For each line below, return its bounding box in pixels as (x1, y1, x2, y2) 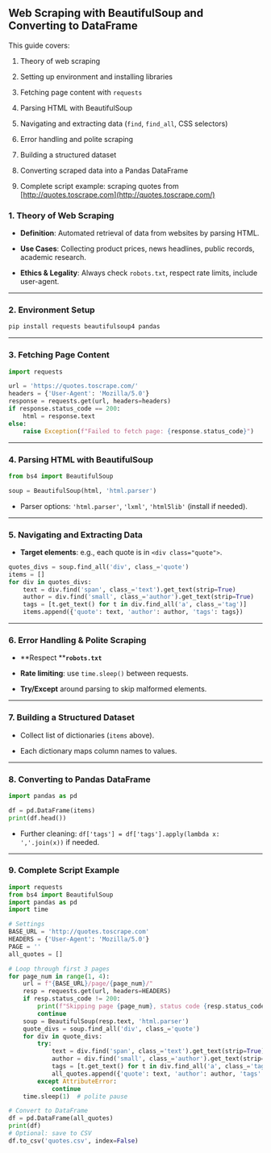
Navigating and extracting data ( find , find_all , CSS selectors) (19, 119, 228, 128)
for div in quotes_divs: (8, 578, 92, 586)
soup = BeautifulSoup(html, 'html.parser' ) (8, 487, 157, 495)
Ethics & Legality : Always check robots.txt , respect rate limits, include (19, 268, 258, 278)
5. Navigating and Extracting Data (8, 528, 143, 540)
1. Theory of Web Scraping (8, 210, 115, 221)
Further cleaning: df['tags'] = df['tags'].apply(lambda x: (19, 829, 220, 838)
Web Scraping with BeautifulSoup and (8, 6, 204, 20)
